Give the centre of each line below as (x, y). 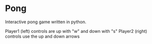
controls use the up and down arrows (42, 36)
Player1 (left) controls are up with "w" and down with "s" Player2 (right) (76, 31)
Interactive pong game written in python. (46, 22)
